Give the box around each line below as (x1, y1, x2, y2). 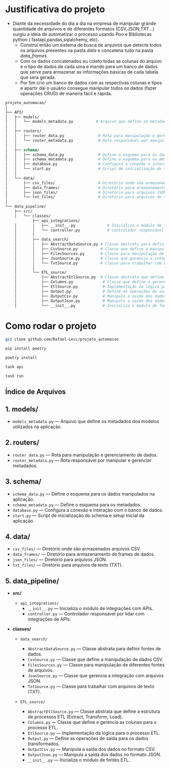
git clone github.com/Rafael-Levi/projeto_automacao (5, 337, 119, 342)
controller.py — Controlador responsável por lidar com (27, 611, 145, 617)
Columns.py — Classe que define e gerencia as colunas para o (27, 719, 157, 725)
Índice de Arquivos (5, 388, 66, 396)
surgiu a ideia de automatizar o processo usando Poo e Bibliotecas (12, 31, 152, 37)
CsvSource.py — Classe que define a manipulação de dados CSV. (27, 656, 163, 662)
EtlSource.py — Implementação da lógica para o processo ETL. (27, 730, 160, 736)
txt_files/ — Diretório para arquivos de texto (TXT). (12, 562, 123, 568)
